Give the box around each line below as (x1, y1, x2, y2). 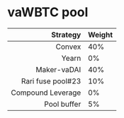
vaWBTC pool (7, 4, 89, 20)
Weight (87, 30, 113, 40)
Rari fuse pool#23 (21, 76, 81, 85)
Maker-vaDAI (35, 64, 81, 74)
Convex (55, 42, 81, 52)
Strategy (51, 30, 81, 40)
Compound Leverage (11, 88, 81, 98)
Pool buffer (44, 99, 81, 109)
